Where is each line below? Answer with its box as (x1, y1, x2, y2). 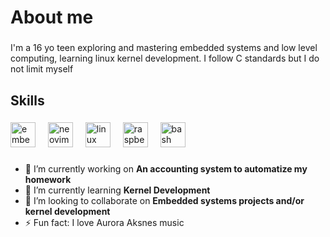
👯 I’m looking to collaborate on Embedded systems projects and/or (24, 195, 305, 207)
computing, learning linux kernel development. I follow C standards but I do (10, 52, 320, 65)
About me (10, 6, 94, 29)
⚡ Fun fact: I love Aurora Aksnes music (24, 217, 185, 229)
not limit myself (10, 63, 74, 75)
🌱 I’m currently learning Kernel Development (24, 184, 211, 196)
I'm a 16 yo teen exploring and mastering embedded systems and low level (10, 42, 318, 54)
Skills (10, 92, 45, 109)
